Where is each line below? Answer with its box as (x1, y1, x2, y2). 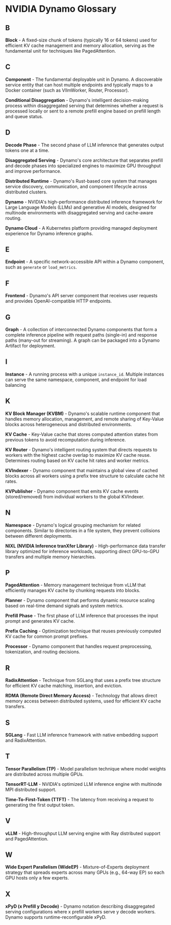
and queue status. (5, 113, 43, 119)
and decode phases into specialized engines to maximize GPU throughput (5, 162, 161, 169)
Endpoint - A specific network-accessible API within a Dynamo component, (5, 259, 165, 265)
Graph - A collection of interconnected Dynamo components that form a (5, 326, 157, 333)
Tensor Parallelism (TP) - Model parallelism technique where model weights (5, 765, 166, 772)
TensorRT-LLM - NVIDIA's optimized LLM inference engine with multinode (5, 781, 162, 787)
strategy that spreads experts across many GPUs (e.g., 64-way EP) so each (5, 869, 165, 875)
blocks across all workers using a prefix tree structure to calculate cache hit (5, 473, 165, 479)
